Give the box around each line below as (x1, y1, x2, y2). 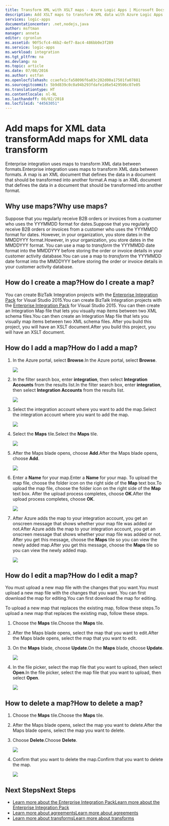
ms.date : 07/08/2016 (5, 68, 49, 74)
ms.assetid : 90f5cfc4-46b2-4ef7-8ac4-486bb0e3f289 (5, 40, 114, 45)
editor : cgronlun (5, 36, 42, 41)
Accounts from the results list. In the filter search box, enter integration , (12, 381, 162, 388)
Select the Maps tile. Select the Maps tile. (12, 431, 98, 437)
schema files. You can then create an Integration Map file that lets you (5, 313, 149, 319)
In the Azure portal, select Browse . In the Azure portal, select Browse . (12, 357, 157, 363)
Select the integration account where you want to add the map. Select (12, 406, 156, 412)
